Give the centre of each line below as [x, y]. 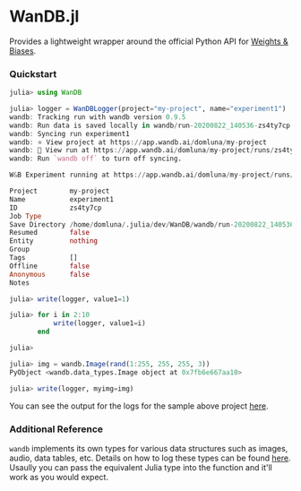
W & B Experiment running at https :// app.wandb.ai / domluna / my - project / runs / [152, 175]
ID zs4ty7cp [56, 208]
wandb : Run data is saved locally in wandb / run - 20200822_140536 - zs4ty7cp [150, 125]
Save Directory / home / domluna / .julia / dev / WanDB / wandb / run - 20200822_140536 [152, 224]
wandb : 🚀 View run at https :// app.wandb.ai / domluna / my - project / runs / [142, 151]
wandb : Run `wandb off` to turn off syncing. [95, 159]
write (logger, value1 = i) [99, 323]
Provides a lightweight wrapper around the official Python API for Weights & [149, 41]
